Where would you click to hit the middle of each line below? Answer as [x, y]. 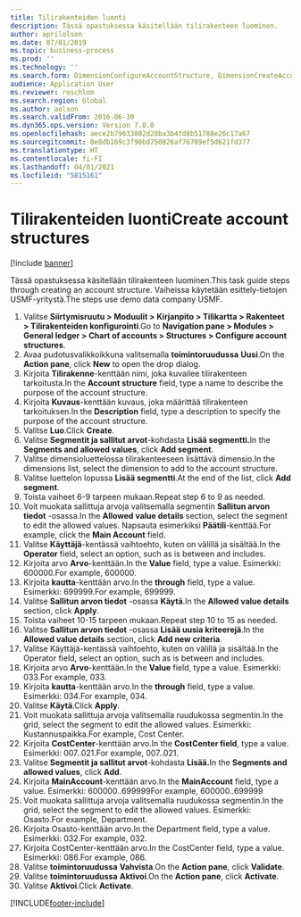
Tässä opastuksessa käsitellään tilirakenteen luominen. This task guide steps [150, 280]
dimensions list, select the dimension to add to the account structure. [150, 469]
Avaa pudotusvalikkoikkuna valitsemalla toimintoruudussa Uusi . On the [154, 354]
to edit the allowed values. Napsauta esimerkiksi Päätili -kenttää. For [147, 525]
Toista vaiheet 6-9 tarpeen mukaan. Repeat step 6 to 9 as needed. [144, 497]
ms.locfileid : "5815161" [56, 175]
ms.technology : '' [44, 68]
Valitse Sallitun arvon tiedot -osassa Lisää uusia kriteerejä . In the [143, 629]
